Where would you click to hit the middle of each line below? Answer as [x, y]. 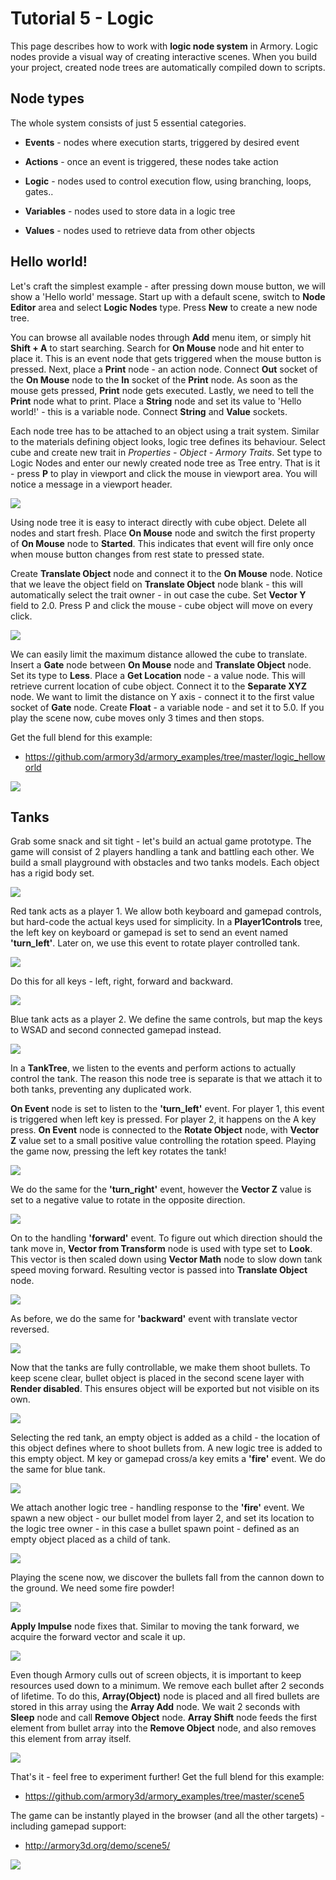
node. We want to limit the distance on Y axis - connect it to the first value [162, 696]
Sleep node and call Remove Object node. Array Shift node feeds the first [164, 1718]
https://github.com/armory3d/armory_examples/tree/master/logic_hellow [175, 756]
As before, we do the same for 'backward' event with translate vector [154, 1319]
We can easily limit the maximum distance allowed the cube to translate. [159, 654]
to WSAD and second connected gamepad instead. [116, 1030]
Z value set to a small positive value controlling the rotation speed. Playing [163, 1141]
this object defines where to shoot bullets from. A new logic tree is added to [166, 1448]
